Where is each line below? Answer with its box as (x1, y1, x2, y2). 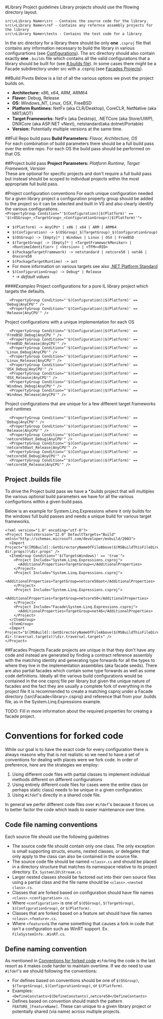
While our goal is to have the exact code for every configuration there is (5, 746, 149, 752)
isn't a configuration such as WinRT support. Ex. (12, 926, 109, 931)
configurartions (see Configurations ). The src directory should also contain (5, 51, 155, 56)
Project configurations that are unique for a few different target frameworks (5, 401, 156, 407)
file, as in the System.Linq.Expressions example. (5, 698, 101, 704)
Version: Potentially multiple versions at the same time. (12, 126, 123, 132)
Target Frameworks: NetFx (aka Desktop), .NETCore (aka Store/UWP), (12, 116, 154, 121)
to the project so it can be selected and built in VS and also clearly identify (5, 201, 154, 206)
